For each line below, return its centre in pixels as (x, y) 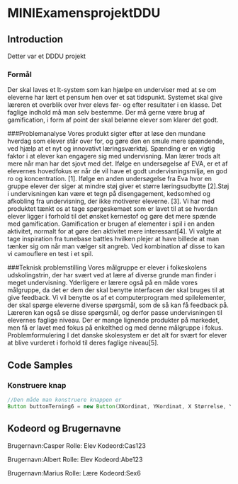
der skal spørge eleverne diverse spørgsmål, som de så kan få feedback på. (118, 305)
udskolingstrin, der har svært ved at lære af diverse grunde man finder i (112, 275)
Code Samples (40, 365)
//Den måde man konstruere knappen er (64, 400)
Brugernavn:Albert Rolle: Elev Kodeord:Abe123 (75, 459)
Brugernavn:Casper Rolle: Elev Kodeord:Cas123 (77, 445)
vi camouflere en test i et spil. (50, 254)
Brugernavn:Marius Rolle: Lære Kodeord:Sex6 (74, 473)
